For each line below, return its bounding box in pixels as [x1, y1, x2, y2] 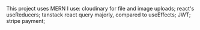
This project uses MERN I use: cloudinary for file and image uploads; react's [6, 5, 195, 12]
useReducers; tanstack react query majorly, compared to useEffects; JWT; [6, 11, 191, 18]
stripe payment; [6, 18, 46, 24]
